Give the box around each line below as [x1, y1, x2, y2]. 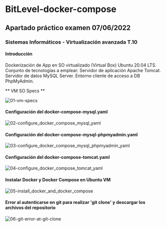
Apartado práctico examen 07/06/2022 [5, 24, 131, 32]
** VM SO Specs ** [5, 88, 45, 94]
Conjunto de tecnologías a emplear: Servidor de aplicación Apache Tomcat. [5, 67, 161, 73]
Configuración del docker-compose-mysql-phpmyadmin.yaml [5, 131, 138, 137]
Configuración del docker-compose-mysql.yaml [5, 109, 108, 115]
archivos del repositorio [5, 204, 56, 211]
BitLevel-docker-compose [5, 4, 116, 15]
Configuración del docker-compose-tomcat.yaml [5, 154, 110, 160]
